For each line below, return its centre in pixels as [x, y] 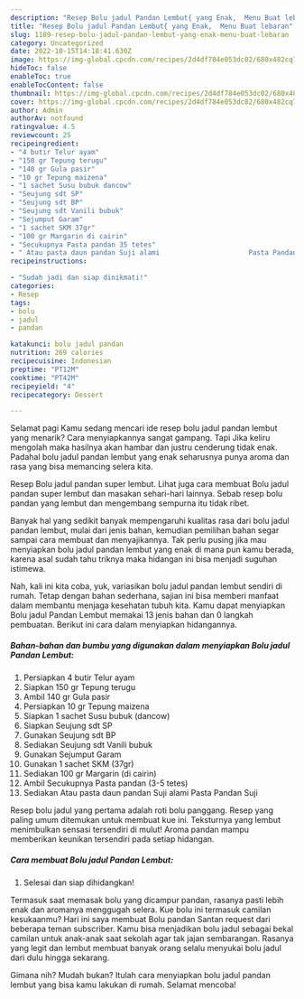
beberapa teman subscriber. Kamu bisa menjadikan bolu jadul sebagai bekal [152, 929]
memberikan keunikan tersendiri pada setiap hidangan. [112, 839]
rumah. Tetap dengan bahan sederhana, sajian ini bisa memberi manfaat [144, 596]
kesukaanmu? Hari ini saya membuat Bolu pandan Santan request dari [140, 920]
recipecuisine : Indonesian [61, 361]
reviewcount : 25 [41, 135]
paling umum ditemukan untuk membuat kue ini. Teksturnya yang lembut [145, 820]
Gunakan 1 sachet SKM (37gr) [78, 764]
